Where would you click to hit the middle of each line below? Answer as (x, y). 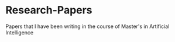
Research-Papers (49, 10)
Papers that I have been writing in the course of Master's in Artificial (88, 26)
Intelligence (19, 32)
